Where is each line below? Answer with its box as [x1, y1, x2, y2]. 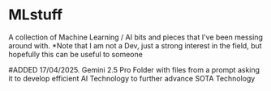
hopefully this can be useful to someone [8, 49, 144, 59]
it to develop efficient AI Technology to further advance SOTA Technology [8, 73, 256, 83]
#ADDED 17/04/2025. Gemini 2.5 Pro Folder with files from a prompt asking [8, 64, 260, 74]
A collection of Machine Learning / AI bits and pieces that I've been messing [8, 32, 264, 42]
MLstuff [8, 6, 63, 24]
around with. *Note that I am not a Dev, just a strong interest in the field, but [8, 40, 262, 50]
